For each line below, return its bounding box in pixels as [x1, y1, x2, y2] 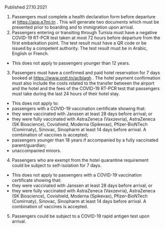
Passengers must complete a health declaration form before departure [11, 14, 156, 19]
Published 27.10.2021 [4, 4, 47, 10]
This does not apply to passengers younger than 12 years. [11, 60, 130, 66]
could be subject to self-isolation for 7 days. [11, 163, 102, 168]
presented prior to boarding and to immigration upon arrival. [11, 24, 134, 30]
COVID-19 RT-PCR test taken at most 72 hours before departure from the [11, 35, 161, 41]
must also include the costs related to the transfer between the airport [11, 80, 155, 86]
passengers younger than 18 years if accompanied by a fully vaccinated [11, 137, 159, 143]
